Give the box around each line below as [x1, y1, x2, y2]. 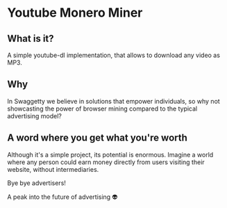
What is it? [7, 33, 54, 45]
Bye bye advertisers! [7, 179, 66, 187]
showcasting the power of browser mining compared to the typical [7, 104, 198, 113]
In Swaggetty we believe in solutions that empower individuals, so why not [7, 97, 220, 105]
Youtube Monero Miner [7, 5, 143, 21]
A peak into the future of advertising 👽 [7, 193, 118, 201]
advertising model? [7, 111, 62, 120]
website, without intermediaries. [7, 165, 99, 173]
